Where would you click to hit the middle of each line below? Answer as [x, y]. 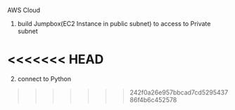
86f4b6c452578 [153, 99]
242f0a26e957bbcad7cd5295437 [179, 92]
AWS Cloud [24, 10]
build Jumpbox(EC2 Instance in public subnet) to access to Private [114, 23]
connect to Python [44, 78]
